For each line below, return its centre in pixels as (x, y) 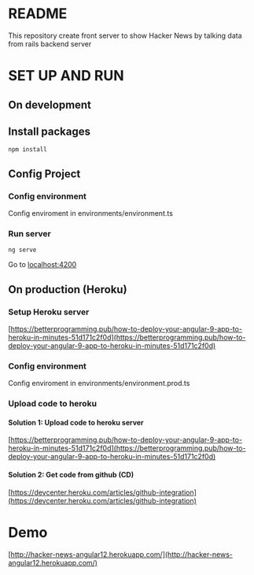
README (38, 14)
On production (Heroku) (68, 289)
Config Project (44, 174)
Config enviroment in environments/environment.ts (90, 213)
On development (50, 104)
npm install (28, 150)
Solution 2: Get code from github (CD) (71, 475)
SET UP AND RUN (66, 76)
